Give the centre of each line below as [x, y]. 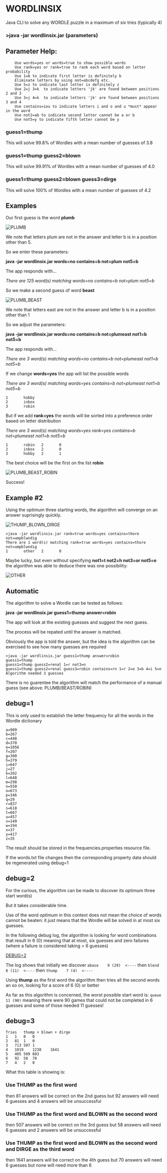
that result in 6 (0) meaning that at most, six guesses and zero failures [77, 940]
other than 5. [19, 242]
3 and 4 [14, 102]
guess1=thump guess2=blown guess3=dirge [61, 180]
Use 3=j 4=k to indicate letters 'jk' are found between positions [87, 97]
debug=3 [20, 1021]
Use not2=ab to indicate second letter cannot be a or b [75, 115]
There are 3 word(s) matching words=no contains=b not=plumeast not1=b [82, 359]
